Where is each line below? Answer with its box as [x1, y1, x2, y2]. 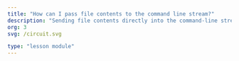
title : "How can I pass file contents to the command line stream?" [7, 10, 215, 18]
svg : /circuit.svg [7, 30, 62, 38]
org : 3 [7, 23, 27, 30]
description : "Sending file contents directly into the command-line [7, 17, 218, 24]
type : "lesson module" [7, 43, 75, 50]
